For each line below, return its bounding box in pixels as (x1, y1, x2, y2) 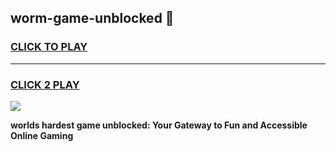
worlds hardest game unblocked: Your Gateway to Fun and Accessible (10, 119, 308, 131)
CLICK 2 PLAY (10, 77, 80, 91)
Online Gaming (10, 129, 74, 141)
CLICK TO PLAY (10, 40, 88, 54)
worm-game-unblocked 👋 (10, 10, 175, 27)
